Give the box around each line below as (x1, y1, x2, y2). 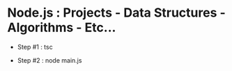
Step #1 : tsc (17, 42, 54, 51)
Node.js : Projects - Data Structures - (7, 5, 226, 21)
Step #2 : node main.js (17, 56, 82, 64)
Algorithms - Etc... (7, 19, 116, 35)
